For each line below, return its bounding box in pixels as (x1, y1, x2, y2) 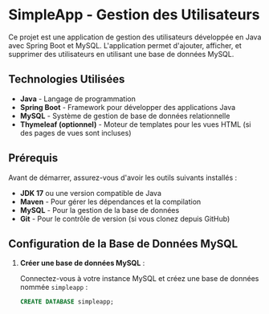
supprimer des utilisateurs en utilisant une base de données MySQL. (8, 49, 234, 59)
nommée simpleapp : (19, 283, 88, 292)
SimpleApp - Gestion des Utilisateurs (8, 6, 260, 24)
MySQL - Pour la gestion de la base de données (19, 205, 180, 214)
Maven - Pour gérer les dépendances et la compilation (19, 197, 202, 206)
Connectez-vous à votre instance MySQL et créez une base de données (19, 274, 259, 283)
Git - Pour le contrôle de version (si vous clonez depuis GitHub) (19, 214, 230, 223)
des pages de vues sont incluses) (19, 128, 132, 137)
